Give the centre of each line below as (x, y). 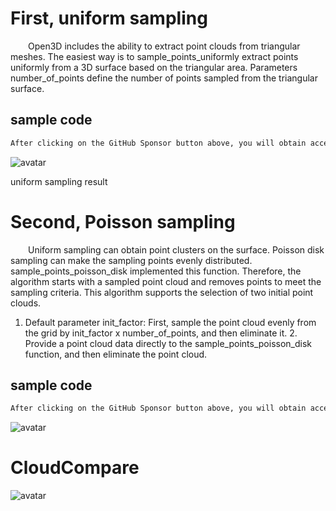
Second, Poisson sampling (123, 221)
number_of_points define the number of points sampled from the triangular (164, 78)
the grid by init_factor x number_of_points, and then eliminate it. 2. (161, 333)
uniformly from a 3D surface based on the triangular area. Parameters (154, 67)
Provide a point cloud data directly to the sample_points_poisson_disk (168, 343)
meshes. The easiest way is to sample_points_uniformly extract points (154, 56)
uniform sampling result (59, 181)
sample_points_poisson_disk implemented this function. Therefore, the (156, 271)
